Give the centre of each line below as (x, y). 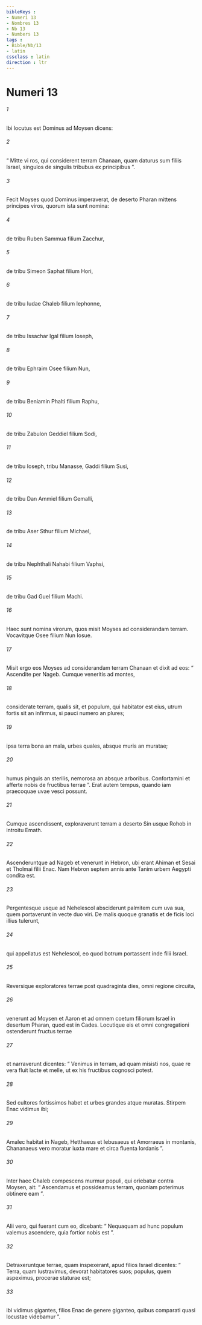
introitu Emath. (24, 830)
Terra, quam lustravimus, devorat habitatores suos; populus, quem (89, 1271)
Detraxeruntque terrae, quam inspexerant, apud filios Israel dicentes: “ (93, 1265)
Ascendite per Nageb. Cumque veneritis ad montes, (71, 675)
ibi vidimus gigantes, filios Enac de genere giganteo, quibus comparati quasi (101, 1311)
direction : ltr (27, 62)
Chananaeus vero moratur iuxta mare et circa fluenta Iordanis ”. (85, 1148)
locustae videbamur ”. (33, 1317)
